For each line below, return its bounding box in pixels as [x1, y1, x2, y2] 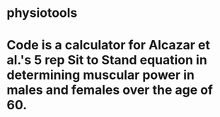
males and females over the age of [6, 82, 214, 98]
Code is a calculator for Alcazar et [6, 37, 210, 54]
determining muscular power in [6, 67, 195, 83]
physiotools [6, 5, 78, 21]
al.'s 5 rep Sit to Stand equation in [6, 52, 208, 68]
